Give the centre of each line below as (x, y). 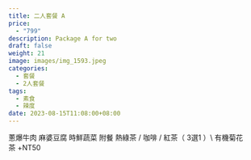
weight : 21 (27, 53)
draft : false (30, 46)
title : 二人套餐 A (37, 16)
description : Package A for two (63, 38)
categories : (28, 69)
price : (19, 23)
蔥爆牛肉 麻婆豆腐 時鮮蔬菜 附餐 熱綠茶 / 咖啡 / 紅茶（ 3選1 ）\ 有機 (119, 137)
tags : (17, 91)
